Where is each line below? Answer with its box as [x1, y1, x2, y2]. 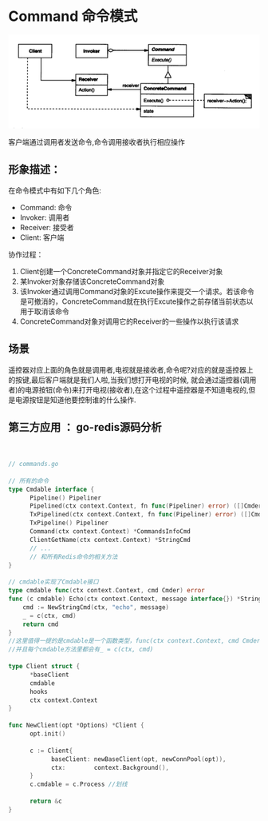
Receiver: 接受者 [19, 222, 74, 232]
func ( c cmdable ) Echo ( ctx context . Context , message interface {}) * [8, 595, 241, 604]
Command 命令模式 [8, 7, 138, 26]
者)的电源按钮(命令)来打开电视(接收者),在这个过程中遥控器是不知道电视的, [8, 385, 249, 394]
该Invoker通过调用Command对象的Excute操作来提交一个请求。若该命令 [19, 286, 254, 296]
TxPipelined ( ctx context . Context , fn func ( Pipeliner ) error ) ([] [29, 511, 251, 519]
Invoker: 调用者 [19, 213, 70, 222]
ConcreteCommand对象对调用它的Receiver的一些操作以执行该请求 [19, 317, 239, 326]
